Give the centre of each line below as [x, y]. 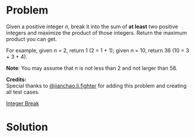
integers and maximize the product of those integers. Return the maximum [97, 32]
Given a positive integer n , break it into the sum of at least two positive [92, 26]
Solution [27, 127]
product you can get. [32, 39]
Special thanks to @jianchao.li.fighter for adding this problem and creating [97, 85]
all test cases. [23, 92]
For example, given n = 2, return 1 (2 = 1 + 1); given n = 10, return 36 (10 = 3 [97, 50]
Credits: [16, 79]
